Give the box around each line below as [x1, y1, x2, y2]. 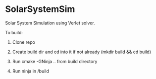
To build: [5, 29, 23, 35]
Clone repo [12, 39, 36, 45]
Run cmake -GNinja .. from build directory [12, 58, 98, 64]
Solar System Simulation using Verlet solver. [5, 20, 95, 26]
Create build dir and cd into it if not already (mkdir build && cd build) [12, 49, 152, 55]
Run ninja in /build [12, 68, 50, 74]
